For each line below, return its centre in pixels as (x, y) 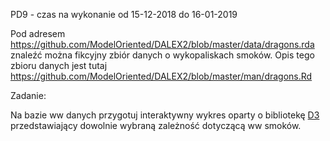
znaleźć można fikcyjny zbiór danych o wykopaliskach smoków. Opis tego (162, 55)
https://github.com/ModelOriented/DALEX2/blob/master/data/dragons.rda (162, 44)
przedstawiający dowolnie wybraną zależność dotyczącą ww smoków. (156, 125)
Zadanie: (28, 95)
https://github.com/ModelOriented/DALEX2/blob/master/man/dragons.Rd (161, 76)
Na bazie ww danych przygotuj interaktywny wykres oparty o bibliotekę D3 (165, 115)
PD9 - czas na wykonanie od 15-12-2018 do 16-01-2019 (124, 14)
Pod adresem (38, 33)
